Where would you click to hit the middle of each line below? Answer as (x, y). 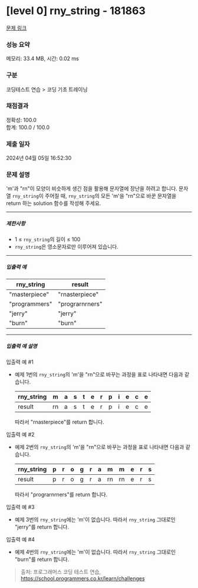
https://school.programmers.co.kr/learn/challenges (83, 579)
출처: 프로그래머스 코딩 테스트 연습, (61, 572)
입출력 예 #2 (20, 435)
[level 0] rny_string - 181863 (76, 11)
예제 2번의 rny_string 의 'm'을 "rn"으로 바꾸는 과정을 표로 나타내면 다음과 (99, 447)
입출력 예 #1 (20, 362)
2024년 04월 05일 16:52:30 (39, 158)
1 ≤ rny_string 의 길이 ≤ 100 (47, 239)
